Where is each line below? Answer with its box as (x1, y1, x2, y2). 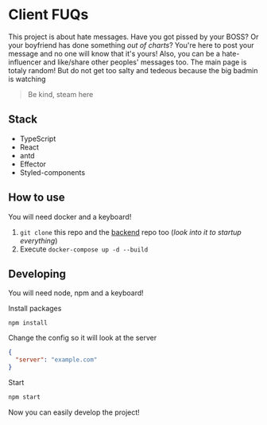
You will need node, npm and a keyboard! (8, 288, 145, 298)
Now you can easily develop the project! (8, 407, 141, 417)
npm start (8, 393, 41, 401)
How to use (8, 191, 65, 205)
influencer (8, 57, 42, 67)
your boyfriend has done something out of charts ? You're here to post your (8, 40, 254, 49)
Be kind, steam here (27, 89, 94, 99)
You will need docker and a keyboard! (8, 212, 132, 221)
